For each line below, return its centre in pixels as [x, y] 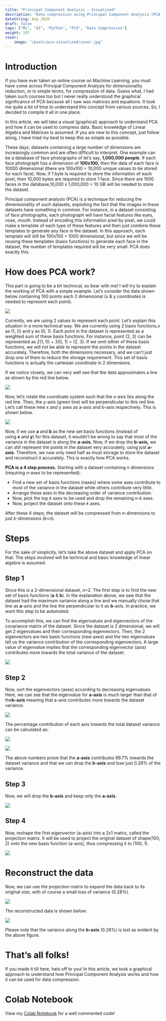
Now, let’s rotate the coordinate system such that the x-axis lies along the [80, 396]
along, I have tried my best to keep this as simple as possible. [67, 138]
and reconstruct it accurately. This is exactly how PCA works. [67, 458]
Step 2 [15, 677]
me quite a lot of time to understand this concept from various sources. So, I [83, 107]
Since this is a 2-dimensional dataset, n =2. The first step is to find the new [81, 590]
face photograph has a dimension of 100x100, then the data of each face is [82, 163]
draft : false [19, 24]
